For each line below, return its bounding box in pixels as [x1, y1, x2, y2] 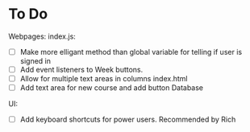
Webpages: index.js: [8, 31, 77, 41]
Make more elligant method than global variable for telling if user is [19, 47, 243, 56]
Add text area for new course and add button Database [19, 83, 204, 93]
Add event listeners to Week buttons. [19, 65, 144, 74]
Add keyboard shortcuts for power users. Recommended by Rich [19, 114, 236, 125]
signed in [19, 56, 51, 65]
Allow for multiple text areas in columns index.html [19, 74, 188, 84]
